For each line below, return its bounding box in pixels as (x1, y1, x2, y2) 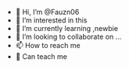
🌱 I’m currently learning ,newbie (15, 24, 119, 33)
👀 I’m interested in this (15, 16, 88, 25)
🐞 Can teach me (15, 52, 68, 61)
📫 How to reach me (15, 41, 81, 50)
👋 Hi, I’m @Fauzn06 (15, 8, 80, 16)
